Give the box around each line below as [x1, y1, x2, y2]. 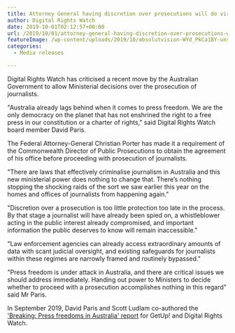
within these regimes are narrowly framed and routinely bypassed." [7, 254, 201, 263]
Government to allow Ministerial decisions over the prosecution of [7, 82, 197, 90]
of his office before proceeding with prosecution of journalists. [7, 154, 187, 162]
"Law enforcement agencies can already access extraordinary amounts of [7, 239, 222, 247]
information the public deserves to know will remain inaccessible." [7, 226, 198, 234]
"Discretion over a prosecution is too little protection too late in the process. [7, 203, 225, 212]
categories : [7, 43, 42, 50]
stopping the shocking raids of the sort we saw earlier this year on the [7, 182, 210, 191]
